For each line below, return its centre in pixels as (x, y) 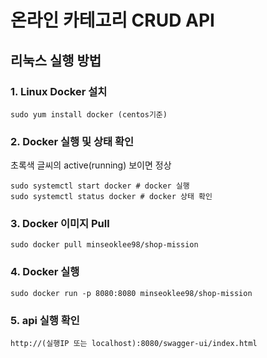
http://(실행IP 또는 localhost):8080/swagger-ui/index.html (134, 344)
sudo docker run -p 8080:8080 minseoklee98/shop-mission (131, 293)
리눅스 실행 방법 (56, 60)
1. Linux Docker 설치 (59, 91)
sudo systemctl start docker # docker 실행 (100, 186)
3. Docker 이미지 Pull (60, 224)
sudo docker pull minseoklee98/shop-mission (104, 245)
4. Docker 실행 (45, 272)
